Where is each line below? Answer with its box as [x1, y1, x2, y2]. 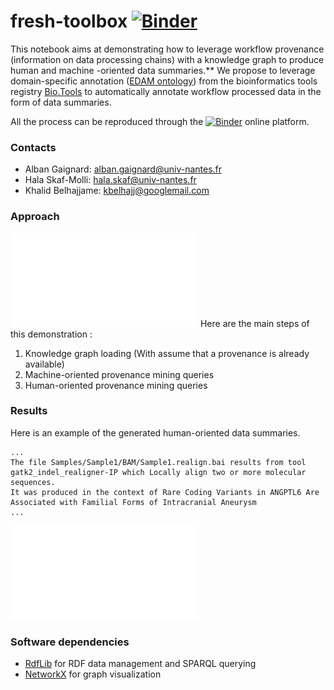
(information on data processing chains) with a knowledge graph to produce [10, 53, 325, 65]
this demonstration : [10, 328, 93, 340]
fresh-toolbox [10, 10, 128, 33]
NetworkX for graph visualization [24, 668, 162, 680]
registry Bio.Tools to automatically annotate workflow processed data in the [10, 85, 322, 97]
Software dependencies [10, 635, 130, 649]
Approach [10, 210, 60, 224]
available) [24, 358, 65, 370]
